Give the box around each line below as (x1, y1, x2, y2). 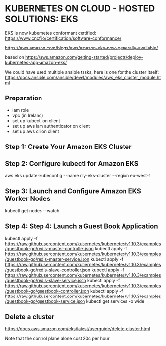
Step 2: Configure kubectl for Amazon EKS (5, 159, 139, 168)
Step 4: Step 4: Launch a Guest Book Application (5, 222, 158, 231)
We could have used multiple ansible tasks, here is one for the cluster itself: (5, 69, 159, 75)
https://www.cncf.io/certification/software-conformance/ (5, 35, 122, 41)
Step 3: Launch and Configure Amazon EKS (5, 187, 142, 196)
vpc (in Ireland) (12, 112, 43, 118)
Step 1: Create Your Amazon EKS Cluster (5, 143, 132, 151)
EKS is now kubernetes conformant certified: (5, 30, 96, 36)
